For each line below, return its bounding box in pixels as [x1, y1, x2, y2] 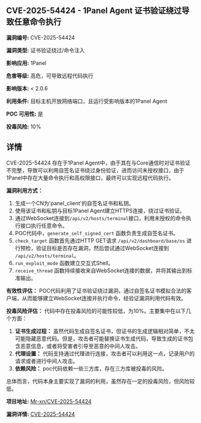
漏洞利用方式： [6, 187, 43, 194]
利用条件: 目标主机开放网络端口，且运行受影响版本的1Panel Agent [6, 98, 167, 105]
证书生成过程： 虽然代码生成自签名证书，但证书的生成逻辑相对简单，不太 [14, 327, 195, 334]
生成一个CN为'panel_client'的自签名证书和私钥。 [14, 199, 135, 206]
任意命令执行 [14, 17, 62, 27]
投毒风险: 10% [6, 123, 41, 130]
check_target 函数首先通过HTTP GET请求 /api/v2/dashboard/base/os [14, 237, 185, 244]
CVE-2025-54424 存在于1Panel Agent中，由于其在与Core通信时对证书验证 [6, 159, 190, 166]
